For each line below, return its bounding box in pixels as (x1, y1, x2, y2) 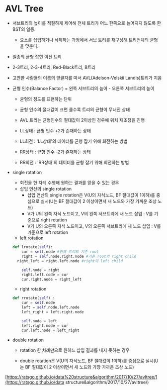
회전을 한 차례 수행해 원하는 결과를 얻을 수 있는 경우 (19, 180, 119, 186)
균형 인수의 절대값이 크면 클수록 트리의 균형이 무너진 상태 (19, 106, 130, 112)
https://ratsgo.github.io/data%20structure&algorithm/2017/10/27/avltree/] (6, 374, 158, 380)
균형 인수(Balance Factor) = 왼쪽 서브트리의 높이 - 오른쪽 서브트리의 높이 (12, 85, 155, 91)
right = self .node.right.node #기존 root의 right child (21, 254, 137, 259)
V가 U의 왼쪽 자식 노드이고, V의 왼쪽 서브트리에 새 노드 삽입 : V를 (27, 210, 153, 216)
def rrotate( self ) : (12, 295, 55, 300)
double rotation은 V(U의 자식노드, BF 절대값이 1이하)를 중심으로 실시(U (19, 358, 159, 364)
